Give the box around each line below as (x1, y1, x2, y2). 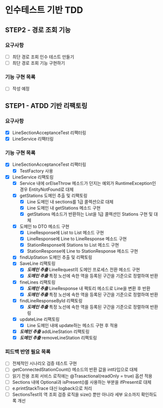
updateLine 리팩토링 (19, 316, 60, 322)
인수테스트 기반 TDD (5, 4, 83, 16)
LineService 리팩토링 (12, 174, 54, 180)
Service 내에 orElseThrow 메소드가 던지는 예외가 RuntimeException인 (19, 180, 156, 186)
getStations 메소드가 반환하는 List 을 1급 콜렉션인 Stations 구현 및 (27, 211, 153, 217)
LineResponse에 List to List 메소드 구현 (27, 230, 104, 236)
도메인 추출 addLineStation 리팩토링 (19, 329, 90, 334)
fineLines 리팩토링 (19, 279, 56, 285)
